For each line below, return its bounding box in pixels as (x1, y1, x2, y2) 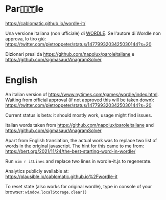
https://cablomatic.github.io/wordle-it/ (5, 20, 86, 26)
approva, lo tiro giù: (5, 35, 46, 41)
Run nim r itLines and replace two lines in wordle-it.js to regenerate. (5, 158, 152, 164)
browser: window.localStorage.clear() (5, 189, 87, 195)
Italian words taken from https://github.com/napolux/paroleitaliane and (5, 122, 154, 128)
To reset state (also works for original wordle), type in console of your (5, 183, 152, 189)
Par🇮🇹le (5, 3, 44, 15)
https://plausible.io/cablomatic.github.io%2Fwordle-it (5, 173, 118, 180)
